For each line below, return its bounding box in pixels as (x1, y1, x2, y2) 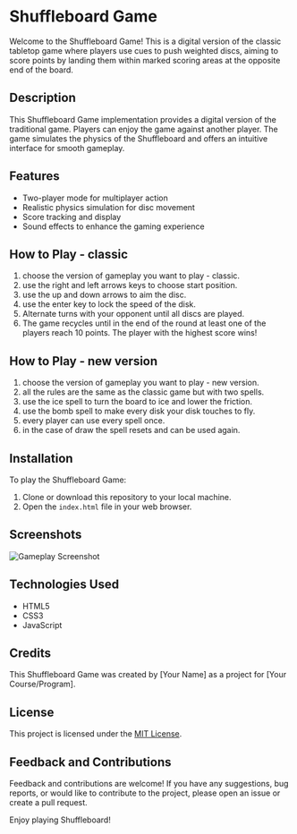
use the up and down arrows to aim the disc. (21, 289, 187, 301)
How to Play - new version (9, 353, 158, 369)
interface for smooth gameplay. (9, 142, 125, 153)
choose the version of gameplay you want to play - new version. (21, 378, 259, 388)
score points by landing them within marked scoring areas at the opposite (9, 55, 281, 65)
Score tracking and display (21, 211, 122, 222)
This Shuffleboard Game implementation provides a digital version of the (9, 114, 277, 124)
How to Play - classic (9, 246, 128, 261)
